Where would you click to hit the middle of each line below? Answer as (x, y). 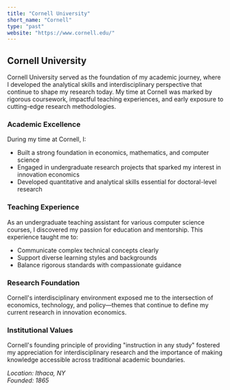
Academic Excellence (44, 124)
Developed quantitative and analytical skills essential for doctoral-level (117, 182)
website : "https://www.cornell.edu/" (61, 33)
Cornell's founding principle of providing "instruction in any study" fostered (114, 345)
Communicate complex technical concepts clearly (88, 250)
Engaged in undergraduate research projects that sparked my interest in (119, 167)
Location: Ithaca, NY (36, 373)
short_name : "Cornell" (39, 20)
